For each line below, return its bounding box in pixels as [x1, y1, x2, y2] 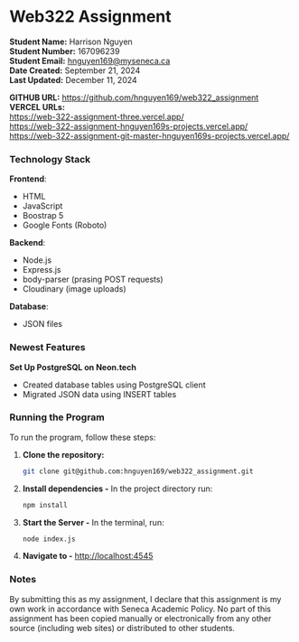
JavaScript [22, 200, 63, 211]
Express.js [22, 265, 61, 275]
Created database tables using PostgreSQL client [22, 379, 206, 390]
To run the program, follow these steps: [9, 432, 156, 442]
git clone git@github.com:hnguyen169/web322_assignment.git [22, 467, 254, 476]
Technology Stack [9, 153, 91, 165]
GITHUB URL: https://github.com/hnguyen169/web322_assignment [9, 92, 259, 103]
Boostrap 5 [22, 210, 64, 221]
